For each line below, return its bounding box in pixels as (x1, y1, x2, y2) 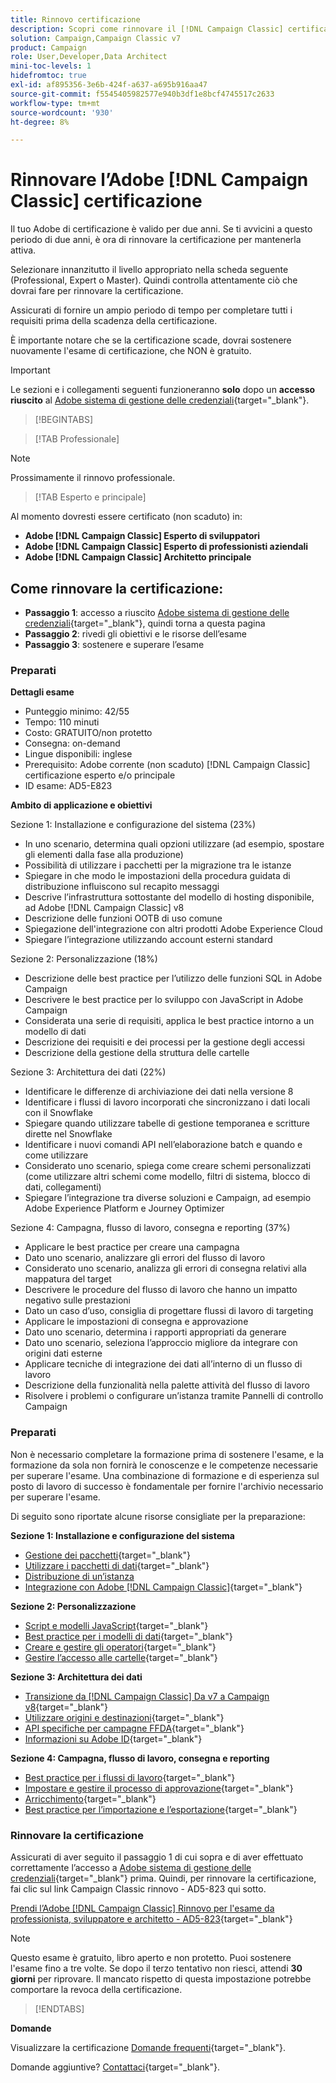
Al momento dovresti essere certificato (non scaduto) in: (10, 511, 243, 523)
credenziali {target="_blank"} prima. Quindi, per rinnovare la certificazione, (10, 1872, 317, 1884)
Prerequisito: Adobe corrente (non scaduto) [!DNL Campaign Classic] (24, 759, 311, 771)
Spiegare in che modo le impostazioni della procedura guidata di (24, 870, 291, 882)
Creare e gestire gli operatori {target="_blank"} (24, 1641, 217, 1653)
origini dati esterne (24, 1347, 103, 1360)
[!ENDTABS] (34, 2002, 85, 2015)
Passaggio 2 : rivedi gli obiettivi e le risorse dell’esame (24, 628, 247, 640)
